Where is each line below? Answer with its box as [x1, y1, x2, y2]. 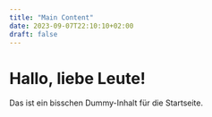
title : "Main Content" [9, 13, 94, 22]
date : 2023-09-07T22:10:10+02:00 [9, 21, 134, 30]
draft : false [9, 29, 58, 38]
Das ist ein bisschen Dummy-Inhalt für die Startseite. [9, 97, 204, 108]
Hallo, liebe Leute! [9, 68, 146, 88]
